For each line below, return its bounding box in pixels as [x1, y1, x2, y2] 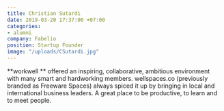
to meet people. [7, 96, 52, 104]
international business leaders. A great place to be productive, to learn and [7, 88, 217, 97]
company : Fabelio [7, 36, 57, 42]
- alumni [7, 29, 32, 36]
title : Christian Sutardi [7, 10, 81, 17]
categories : [7, 23, 41, 29]
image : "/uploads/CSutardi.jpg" [7, 49, 99, 56]
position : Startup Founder [7, 42, 84, 49]
